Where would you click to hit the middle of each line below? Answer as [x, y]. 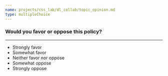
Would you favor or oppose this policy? [54, 32]
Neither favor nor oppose [38, 58]
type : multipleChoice [28, 14]
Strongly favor [27, 47]
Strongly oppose [29, 68]
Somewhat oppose [32, 63]
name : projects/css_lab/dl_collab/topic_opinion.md [60, 10]
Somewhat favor [29, 52]
